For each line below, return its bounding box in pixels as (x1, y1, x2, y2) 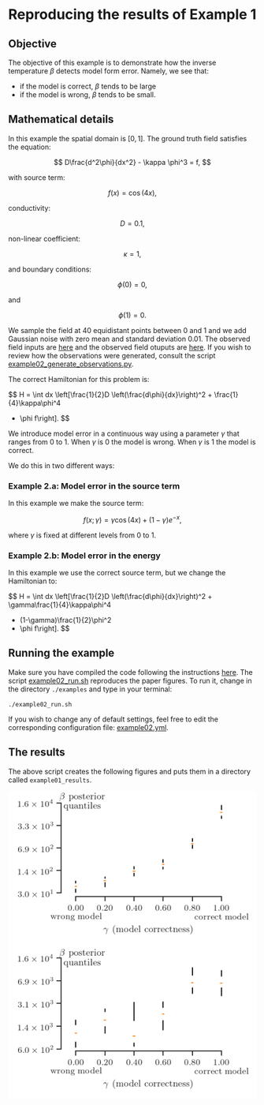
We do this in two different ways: (8, 460, 115, 470)
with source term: (8, 172, 65, 182)
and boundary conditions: (8, 264, 92, 274)
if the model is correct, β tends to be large (19, 81, 156, 91)
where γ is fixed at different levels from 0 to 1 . (8, 530, 156, 540)
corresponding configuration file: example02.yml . (8, 722, 169, 732)
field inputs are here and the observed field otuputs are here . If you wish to (8, 342, 251, 352)
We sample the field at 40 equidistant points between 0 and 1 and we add (8, 325, 247, 335)
